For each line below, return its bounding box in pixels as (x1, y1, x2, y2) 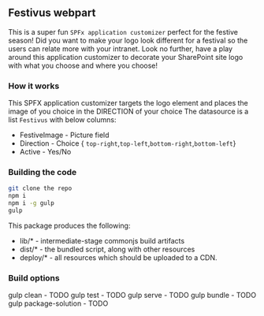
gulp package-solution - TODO (8, 299, 109, 308)
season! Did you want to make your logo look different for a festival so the (8, 35, 248, 45)
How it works (8, 80, 60, 91)
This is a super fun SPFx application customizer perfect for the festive (8, 27, 239, 36)
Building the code (8, 167, 77, 178)
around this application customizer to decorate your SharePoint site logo (8, 52, 244, 61)
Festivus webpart (8, 6, 96, 20)
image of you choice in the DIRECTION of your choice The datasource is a (8, 106, 249, 117)
